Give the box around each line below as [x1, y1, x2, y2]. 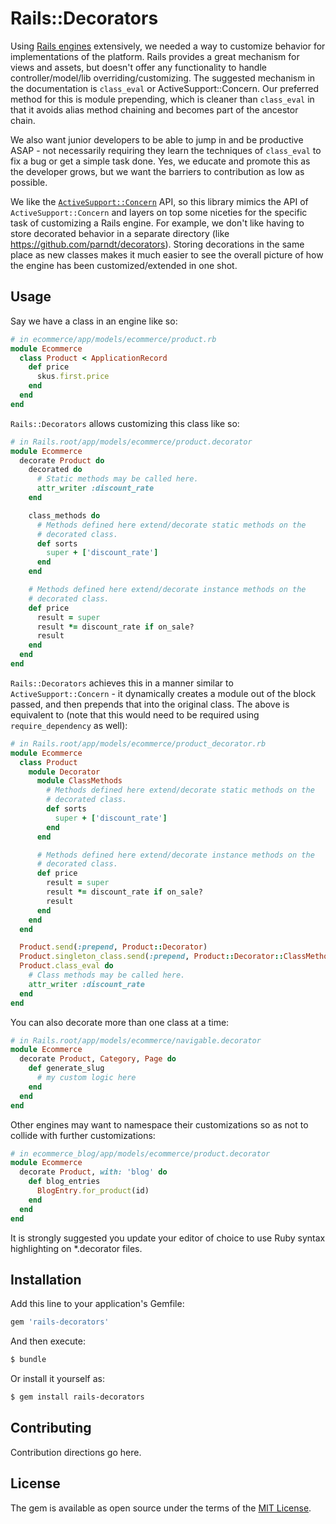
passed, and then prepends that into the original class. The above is [10, 698, 290, 710]
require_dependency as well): [10, 719, 128, 731]
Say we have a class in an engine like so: [10, 315, 178, 327]
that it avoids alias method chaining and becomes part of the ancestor [10, 103, 299, 116]
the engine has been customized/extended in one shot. [10, 259, 238, 271]
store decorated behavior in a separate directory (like [10, 227, 230, 239]
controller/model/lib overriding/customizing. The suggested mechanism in [10, 72, 316, 84]
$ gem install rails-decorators [10, 1392, 145, 1402]
